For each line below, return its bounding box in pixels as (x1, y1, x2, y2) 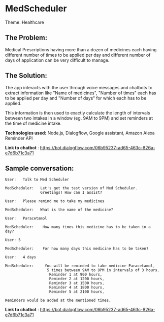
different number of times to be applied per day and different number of (5, 52, 151, 58)
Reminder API (5, 135, 33, 141)
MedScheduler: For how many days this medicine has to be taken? (5, 246, 149, 251)
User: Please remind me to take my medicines (5, 199, 105, 204)
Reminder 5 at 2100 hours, (49, 289, 105, 294)
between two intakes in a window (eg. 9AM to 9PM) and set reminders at (5, 115, 153, 121)
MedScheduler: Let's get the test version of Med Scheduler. (5, 186, 138, 191)
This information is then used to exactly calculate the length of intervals (5, 109, 150, 116)
